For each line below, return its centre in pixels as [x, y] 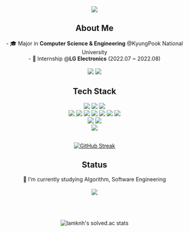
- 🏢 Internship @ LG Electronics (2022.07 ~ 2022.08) [94, 58]
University [94, 52]
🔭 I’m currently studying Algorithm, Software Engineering [94, 180]
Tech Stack [94, 92]
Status [94, 165]
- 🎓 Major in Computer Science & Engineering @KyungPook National [94, 43]
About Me [94, 28]
